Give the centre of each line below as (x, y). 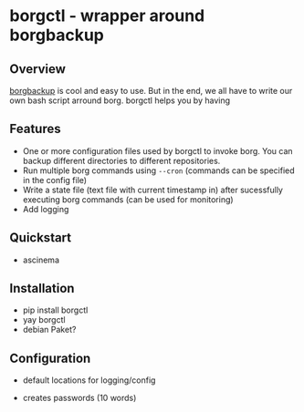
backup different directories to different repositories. (121, 160)
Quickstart (41, 238)
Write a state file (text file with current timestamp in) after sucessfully (152, 190)
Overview (38, 69)
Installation (42, 288)
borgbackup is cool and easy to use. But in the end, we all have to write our (151, 91)
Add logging (46, 209)
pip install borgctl (55, 310)
